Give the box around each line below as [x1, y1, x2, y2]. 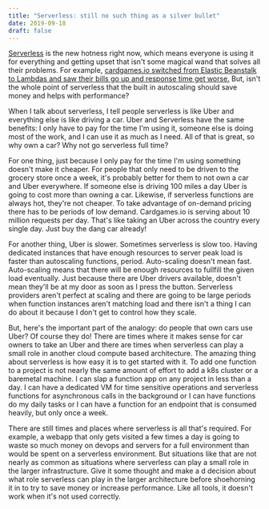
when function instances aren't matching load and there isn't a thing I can [8, 299, 251, 309]
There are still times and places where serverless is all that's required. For [8, 423, 252, 433]
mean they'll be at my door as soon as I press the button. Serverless [8, 282, 234, 292]
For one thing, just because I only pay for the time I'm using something [8, 156, 242, 166]
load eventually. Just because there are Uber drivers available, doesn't [8, 274, 242, 283]
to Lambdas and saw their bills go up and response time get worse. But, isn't [8, 74, 261, 84]
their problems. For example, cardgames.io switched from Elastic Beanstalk [8, 66, 258, 75]
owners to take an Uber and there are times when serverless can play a [8, 340, 244, 350]
